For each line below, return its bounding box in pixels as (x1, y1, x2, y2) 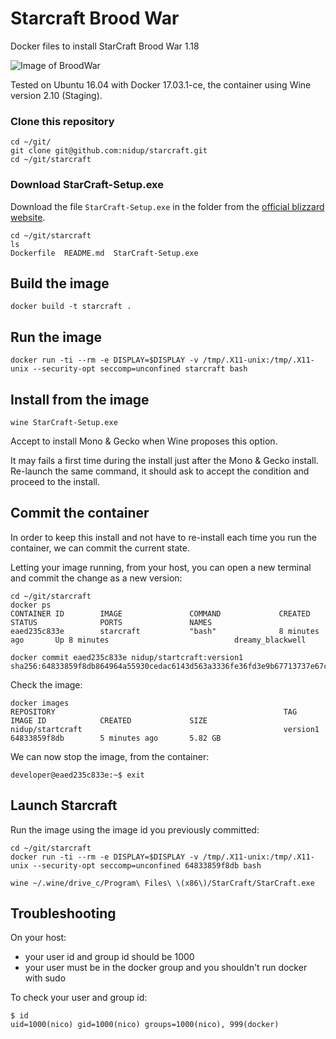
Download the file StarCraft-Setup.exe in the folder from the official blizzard (10, 200, 325, 212)
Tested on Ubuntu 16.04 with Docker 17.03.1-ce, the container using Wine (10, 78, 312, 91)
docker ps (10, 600, 52, 610)
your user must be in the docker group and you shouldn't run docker (24, 962, 308, 974)
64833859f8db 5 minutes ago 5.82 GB (10, 733, 222, 743)
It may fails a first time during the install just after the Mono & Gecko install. (10, 454, 319, 466)
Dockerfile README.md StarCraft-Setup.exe (10, 248, 199, 258)
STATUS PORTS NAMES (10, 617, 213, 627)
